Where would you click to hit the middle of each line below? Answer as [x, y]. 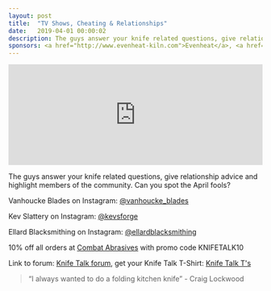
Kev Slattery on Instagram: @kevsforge [73, 216]
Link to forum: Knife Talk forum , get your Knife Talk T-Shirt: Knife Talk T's [130, 264]
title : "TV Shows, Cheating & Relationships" [88, 23]
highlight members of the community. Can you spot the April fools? [120, 185]
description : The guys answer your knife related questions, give [122, 38]
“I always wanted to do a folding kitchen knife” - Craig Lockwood [136, 279]
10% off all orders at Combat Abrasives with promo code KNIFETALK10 [126, 247]
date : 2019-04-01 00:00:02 [57, 31]
